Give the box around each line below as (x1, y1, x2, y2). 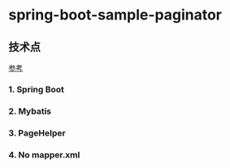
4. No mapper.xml (8, 149, 80, 160)
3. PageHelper (8, 127, 67, 139)
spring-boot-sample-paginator (8, 6, 222, 24)
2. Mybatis (8, 106, 51, 117)
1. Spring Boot (8, 84, 65, 95)
